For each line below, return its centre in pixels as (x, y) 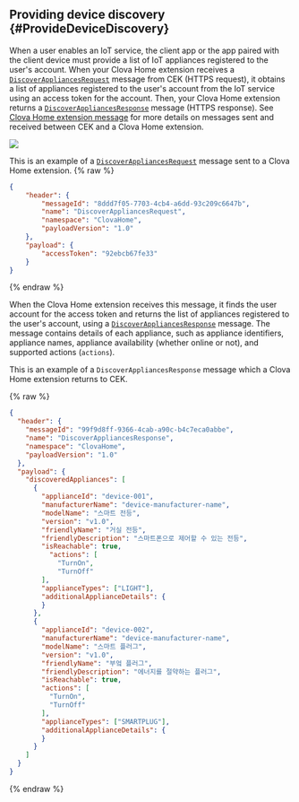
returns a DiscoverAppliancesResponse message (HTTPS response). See (141, 108)
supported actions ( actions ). (62, 353)
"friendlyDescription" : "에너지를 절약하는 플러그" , (132, 672)
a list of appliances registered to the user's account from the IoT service (142, 88)
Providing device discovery (87, 15)
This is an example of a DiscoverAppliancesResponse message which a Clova (150, 370)
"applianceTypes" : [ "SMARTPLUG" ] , (106, 721)
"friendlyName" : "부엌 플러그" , (97, 663)
